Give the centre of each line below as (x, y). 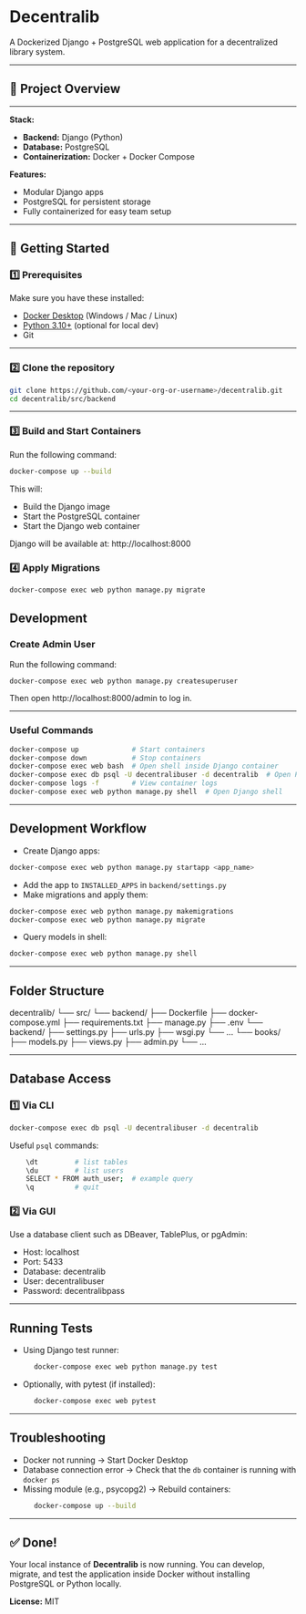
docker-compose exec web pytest (95, 1402)
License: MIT (35, 1601)
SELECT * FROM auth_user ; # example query (110, 1179)
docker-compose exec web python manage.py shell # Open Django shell (146, 792)
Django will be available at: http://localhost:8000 (100, 543)
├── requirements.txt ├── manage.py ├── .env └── (163, 1022)
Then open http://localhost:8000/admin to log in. (101, 698)
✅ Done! (33, 1543)
